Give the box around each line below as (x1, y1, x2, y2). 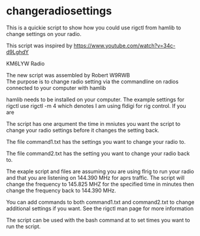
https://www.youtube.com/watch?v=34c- (73, 42, 176, 49)
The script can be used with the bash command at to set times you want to (6, 216, 190, 223)
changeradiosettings (6, 4, 112, 18)
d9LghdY (6, 48, 29, 55)
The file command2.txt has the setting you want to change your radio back (6, 150, 190, 157)
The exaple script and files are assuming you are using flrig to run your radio (6, 168, 195, 175)
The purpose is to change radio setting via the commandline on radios (6, 78, 179, 85)
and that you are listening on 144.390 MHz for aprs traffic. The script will (6, 174, 185, 181)
